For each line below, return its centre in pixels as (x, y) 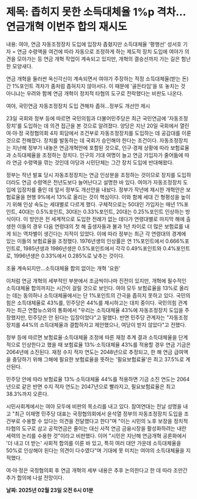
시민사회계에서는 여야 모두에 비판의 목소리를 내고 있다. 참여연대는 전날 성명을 (94, 406)
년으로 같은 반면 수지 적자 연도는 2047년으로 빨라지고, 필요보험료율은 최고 (91, 386)
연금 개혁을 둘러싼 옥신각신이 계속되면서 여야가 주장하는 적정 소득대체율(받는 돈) (98, 78)
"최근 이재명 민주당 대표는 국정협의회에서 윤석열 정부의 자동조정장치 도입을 (97, 413)
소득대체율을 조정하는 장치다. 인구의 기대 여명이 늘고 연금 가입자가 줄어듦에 (98, 155)
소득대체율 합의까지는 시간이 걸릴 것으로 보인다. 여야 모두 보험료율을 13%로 (92, 288)
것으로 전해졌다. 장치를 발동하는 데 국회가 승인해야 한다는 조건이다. (82, 140)
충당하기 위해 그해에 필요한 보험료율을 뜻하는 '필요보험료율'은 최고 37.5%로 (98, 359)
